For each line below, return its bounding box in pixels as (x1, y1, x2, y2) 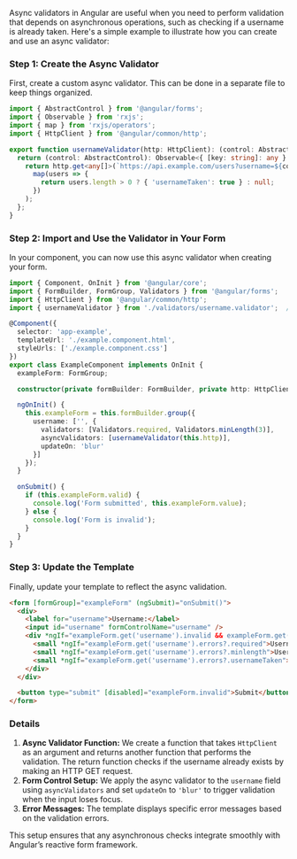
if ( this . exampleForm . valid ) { (25, 491, 141, 499)
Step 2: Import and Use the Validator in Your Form (9, 232, 226, 244)
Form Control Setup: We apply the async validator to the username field (21, 775, 281, 786)
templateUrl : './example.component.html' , (17, 336, 176, 344)
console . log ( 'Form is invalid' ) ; (32, 515, 156, 524)
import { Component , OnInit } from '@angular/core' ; (9, 278, 208, 287)
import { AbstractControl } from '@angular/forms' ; (9, 104, 203, 113)
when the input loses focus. (21, 794, 124, 805)
